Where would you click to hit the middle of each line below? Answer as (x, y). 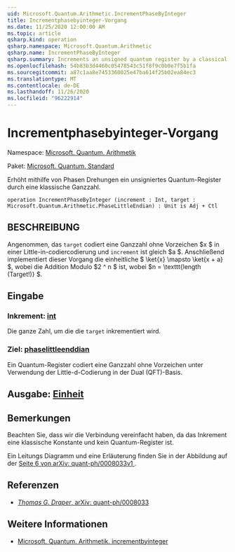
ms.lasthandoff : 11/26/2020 (48, 92)
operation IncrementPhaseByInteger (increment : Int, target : (102, 200)
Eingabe (26, 296)
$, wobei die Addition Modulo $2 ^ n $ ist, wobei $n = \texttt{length (104, 266)
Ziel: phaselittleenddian (48, 350)
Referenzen (33, 485)
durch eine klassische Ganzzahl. (54, 187)
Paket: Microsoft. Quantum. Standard (61, 166)
